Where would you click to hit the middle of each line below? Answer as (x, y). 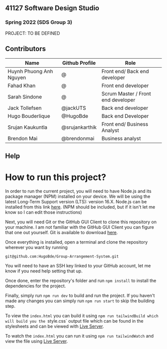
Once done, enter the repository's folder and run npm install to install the (81, 280)
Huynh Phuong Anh (30, 71)
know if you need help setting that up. (44, 271)
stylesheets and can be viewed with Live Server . (55, 326)
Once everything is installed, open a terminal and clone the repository (77, 242)
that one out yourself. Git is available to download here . (62, 232)
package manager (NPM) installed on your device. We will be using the (78, 196)
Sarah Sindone (25, 96)
